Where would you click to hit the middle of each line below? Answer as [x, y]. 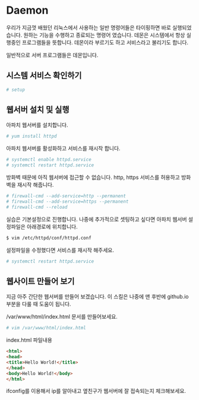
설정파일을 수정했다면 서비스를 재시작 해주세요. [60, 250]
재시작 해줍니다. [35, 185]
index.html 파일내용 [29, 340]
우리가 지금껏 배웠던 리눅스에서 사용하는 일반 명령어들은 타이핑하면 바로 [89, 27]
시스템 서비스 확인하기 [44, 76]
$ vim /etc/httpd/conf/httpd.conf [49, 238]
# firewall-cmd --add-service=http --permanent [66, 196]
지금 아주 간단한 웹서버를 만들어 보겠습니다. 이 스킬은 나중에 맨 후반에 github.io [97, 297]
